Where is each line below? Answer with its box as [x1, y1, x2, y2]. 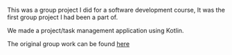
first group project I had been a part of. [7, 13, 118, 21]
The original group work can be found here [7, 40, 130, 47]
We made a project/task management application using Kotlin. [7, 27, 184, 34]
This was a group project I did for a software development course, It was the [7, 6, 225, 14]
